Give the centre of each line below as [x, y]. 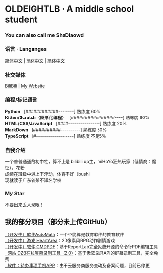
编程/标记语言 [21, 100]
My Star [15, 194]
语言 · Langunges [26, 49]
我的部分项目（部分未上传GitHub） [58, 221]
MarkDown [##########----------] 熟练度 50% [56, 130]
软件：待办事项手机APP [31, 266]
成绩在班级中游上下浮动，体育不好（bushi [47, 174]
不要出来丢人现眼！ [25, 205]
